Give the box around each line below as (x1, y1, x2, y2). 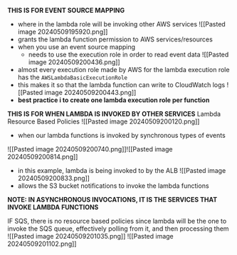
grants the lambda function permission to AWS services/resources (17, 35, 214, 44)
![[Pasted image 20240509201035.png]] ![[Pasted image (7, 232, 174, 240)
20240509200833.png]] (17, 174, 90, 182)
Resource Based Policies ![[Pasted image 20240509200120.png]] (7, 117, 200, 126)
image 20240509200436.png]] (28, 58, 120, 66)
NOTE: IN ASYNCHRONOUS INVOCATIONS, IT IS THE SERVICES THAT (7, 196, 218, 204)
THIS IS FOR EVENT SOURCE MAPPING (7, 6, 125, 14)
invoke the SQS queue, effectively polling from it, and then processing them (7, 224, 229, 233)
